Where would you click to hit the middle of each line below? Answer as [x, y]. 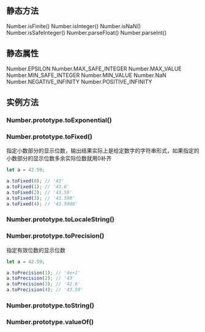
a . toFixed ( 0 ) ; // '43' [35, 181]
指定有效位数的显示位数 [36, 250]
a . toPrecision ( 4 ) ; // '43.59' [45, 290]
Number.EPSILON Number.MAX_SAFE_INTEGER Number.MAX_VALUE [94, 69]
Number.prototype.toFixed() [50, 137]
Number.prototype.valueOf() [50, 322]
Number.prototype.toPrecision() [55, 236]
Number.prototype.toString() [50, 305]
